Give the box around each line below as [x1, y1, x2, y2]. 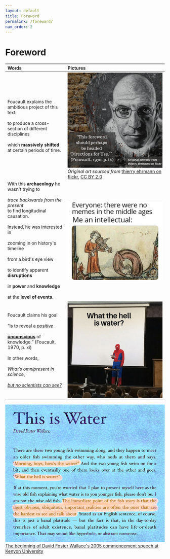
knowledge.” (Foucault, [7, 339, 56, 345]
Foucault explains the [7, 99, 52, 105]
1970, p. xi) [7, 344, 32, 350]
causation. [7, 213, 29, 219]
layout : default [5, 8, 39, 13]
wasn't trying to [7, 186, 40, 192]
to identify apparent [7, 267, 49, 273]
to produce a [7, 120, 34, 126]
